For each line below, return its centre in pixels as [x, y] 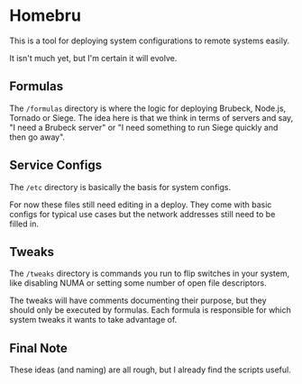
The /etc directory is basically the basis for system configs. [120, 187]
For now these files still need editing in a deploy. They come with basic [141, 205]
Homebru [45, 16]
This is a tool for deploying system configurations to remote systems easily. [150, 41]
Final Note [38, 348]
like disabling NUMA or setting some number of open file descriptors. [138, 283]
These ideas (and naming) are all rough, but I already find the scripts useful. [150, 370]
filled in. [24, 224]
